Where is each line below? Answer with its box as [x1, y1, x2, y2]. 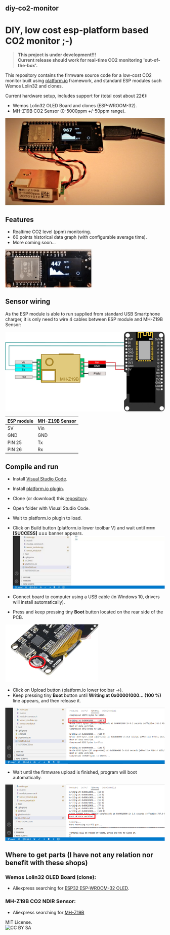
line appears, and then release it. [12, 698, 81, 704]
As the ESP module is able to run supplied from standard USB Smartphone [5, 310, 160, 317]
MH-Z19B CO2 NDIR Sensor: [5, 898, 76, 905]
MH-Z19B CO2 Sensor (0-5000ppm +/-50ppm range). [12, 108, 126, 114]
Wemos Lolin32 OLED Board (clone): [5, 873, 96, 880]
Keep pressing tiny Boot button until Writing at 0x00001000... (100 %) [12, 692, 162, 698]
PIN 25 [7, 439, 22, 446]
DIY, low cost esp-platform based [5, 24, 149, 36]
